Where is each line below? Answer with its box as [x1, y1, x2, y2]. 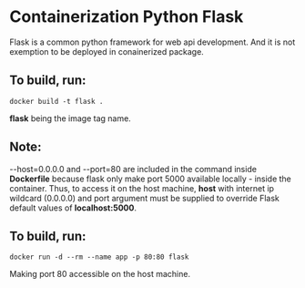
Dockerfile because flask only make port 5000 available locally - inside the [9, 173, 291, 184]
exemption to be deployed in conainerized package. [9, 46, 205, 57]
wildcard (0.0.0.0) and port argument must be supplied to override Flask [9, 192, 280, 203]
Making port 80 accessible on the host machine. [9, 269, 191, 280]
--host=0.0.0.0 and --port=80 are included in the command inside [9, 163, 258, 174]
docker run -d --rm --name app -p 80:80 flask [9, 252, 189, 262]
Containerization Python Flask [9, 6, 244, 27]
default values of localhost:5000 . [9, 202, 137, 213]
